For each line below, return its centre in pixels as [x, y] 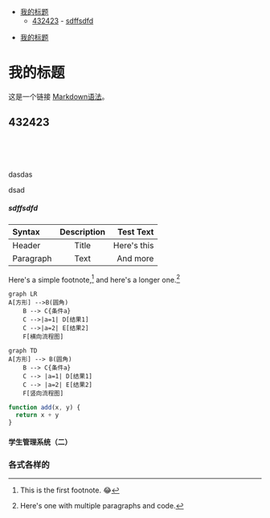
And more [135, 258]
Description [83, 231]
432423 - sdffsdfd [63, 21]
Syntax [26, 231]
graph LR [23, 294]
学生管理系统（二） [40, 442]
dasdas [20, 174]
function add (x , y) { [45, 408]
